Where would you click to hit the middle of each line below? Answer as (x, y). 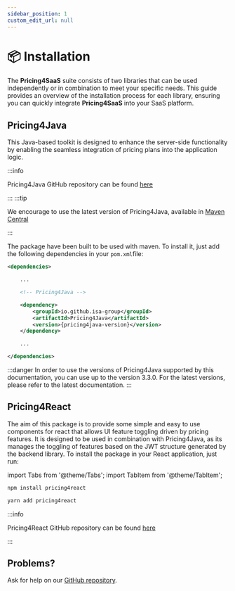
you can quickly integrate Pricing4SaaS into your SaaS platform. (101, 103)
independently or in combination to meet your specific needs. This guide (112, 88)
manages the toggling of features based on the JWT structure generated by (117, 446)
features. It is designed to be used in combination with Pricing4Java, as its (115, 439)
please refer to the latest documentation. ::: (69, 385)
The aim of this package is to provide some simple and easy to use (104, 424)
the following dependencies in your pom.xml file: (75, 254)
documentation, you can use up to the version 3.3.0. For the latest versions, (116, 377)
